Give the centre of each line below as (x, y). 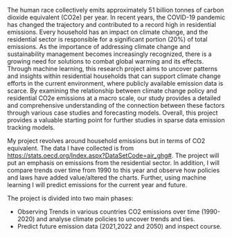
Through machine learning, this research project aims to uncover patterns (113, 69)
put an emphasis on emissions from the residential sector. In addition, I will (114, 163)
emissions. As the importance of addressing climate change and (99, 47)
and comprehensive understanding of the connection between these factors (116, 105)
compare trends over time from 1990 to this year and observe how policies (114, 170)
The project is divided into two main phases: (70, 198)
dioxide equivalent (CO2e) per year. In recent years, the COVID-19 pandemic (116, 17)
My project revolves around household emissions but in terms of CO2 (106, 141)
